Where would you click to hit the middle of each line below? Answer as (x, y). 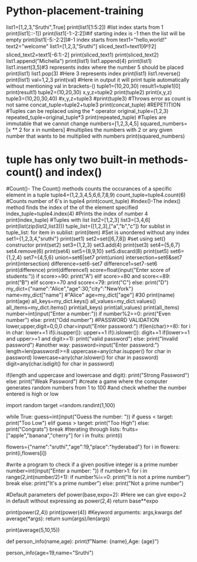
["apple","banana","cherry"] (40, 435)
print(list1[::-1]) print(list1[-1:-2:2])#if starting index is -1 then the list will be (96, 33)
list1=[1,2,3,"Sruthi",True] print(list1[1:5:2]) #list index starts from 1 (85, 27)
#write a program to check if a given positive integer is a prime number (92, 464)
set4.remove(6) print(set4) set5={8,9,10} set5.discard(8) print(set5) (88, 251)
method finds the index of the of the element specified (72, 207)
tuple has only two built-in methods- (97, 160)
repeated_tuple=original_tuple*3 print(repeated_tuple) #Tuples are (86, 117)
